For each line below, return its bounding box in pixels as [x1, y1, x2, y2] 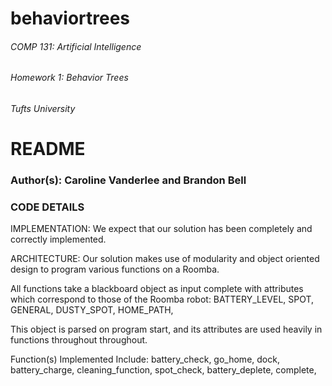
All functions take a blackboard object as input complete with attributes [10, 283, 304, 295]
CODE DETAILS [10, 200, 85, 214]
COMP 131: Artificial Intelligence [10, 40, 142, 52]
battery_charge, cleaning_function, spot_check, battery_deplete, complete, [10, 364, 317, 376]
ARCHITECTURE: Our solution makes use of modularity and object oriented [10, 253, 320, 265]
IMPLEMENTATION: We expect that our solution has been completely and [10, 223, 313, 235]
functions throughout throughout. [10, 334, 148, 346]
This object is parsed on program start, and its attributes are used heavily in [10, 323, 323, 336]
